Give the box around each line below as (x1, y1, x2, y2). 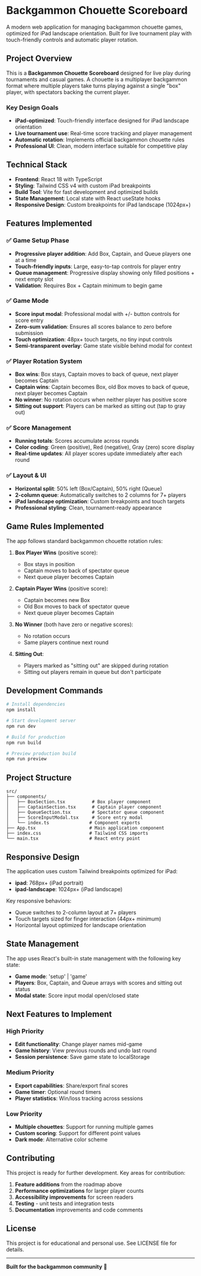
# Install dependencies (6, 701, 66, 707)
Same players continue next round (23, 639, 109, 646)
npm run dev (6, 723, 36, 729)
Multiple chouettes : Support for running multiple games (14, 1123, 154, 1131)
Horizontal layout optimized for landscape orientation (14, 921, 147, 928)
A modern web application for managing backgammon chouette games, (6, 23, 184, 31)
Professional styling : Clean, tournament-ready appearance (14, 504, 162, 511)
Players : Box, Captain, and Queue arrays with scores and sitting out (14, 979, 182, 986)
